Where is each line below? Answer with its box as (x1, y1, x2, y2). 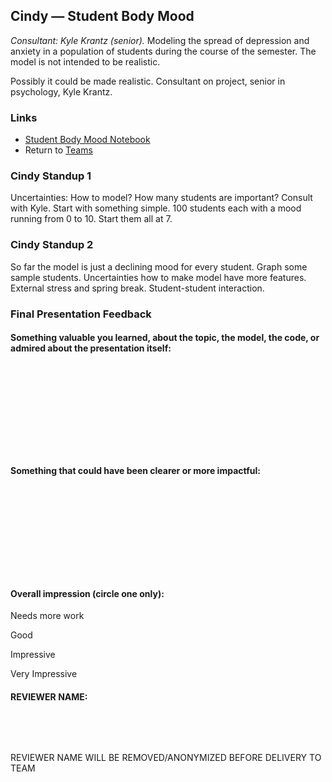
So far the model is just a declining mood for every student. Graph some (10, 260, 308, 273)
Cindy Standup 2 (10, 238, 94, 252)
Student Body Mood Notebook (24, 134, 151, 146)
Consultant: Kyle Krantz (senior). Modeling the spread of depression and (10, 34, 310, 46)
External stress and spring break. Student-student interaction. (10, 282, 265, 294)
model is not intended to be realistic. (10, 55, 161, 68)
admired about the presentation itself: (10, 342, 172, 354)
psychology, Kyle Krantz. (10, 85, 113, 98)
